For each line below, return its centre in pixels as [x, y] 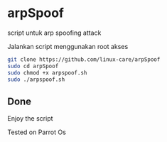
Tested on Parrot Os [37, 132]
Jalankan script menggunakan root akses [68, 46]
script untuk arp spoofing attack [54, 33]
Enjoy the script [30, 119]
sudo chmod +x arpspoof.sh [47, 72]
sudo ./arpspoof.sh [36, 80]
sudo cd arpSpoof [33, 66]
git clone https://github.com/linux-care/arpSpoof [84, 59]
